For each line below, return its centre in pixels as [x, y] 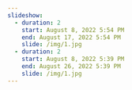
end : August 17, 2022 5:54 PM [72, 37]
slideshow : [25, 15]
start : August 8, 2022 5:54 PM [73, 30]
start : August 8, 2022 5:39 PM [73, 59]
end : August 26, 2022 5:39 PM [72, 67]
